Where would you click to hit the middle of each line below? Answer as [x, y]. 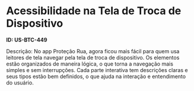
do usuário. [20, 82]
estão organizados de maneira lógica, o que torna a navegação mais [90, 64]
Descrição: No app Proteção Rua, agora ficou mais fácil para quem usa [93, 51]
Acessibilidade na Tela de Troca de [94, 11]
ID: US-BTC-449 [27, 40]
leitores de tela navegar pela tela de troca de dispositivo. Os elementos [93, 57]
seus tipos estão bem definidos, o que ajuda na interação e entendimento [96, 76]
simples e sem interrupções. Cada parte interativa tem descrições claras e [97, 70]
